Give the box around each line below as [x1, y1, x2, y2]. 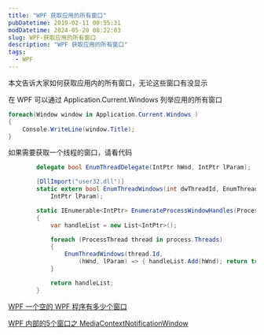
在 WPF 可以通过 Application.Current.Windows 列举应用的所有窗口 [8, 95, 222, 104]
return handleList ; [49, 279, 114, 287]
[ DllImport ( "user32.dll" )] [36, 178, 125, 186]
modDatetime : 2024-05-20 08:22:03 [8, 26, 122, 34]
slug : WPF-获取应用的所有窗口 [8, 33, 97, 42]
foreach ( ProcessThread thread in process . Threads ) [49, 236, 223, 244]
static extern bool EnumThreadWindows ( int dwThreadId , [36, 185, 220, 193]
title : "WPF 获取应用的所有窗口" [8, 11, 108, 20]
